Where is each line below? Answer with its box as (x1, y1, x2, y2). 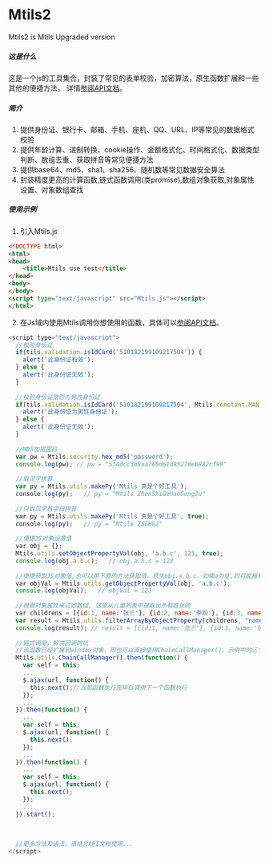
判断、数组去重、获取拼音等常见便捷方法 (19, 155, 154, 164)
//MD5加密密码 (15, 445, 58, 454)
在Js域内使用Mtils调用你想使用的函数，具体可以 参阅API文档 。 (19, 317, 224, 327)
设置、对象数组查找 (19, 184, 84, 194)
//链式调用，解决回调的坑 (15, 639, 89, 647)
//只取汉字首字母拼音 (15, 505, 77, 513)
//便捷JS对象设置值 (15, 534, 72, 542)
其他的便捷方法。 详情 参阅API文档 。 (8, 83, 127, 93)
